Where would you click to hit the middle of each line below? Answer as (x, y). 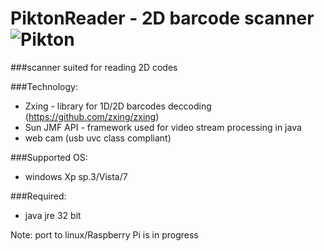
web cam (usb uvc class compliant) (98, 138)
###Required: (38, 196)
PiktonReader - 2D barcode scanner (162, 18)
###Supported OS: (49, 157)
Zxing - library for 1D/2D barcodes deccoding (118, 106)
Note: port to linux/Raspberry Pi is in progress (104, 234)
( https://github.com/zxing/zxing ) (92, 116)
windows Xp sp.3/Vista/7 (76, 176)
